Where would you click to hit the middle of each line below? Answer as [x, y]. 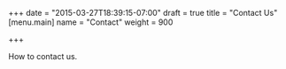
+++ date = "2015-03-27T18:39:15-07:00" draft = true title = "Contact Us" [143, 13]
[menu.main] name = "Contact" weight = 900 [91, 22]
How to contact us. [43, 56]
